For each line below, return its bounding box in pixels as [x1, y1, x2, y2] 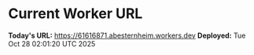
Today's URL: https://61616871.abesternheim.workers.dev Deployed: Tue [8, 31, 246, 40]
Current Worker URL [8, 5, 143, 23]
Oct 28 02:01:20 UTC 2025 [8, 38, 96, 48]
